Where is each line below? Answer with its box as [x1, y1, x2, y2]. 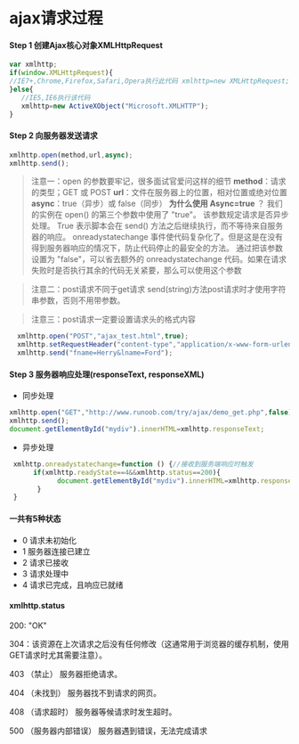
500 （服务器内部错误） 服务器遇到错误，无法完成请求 [9, 725, 207, 736]
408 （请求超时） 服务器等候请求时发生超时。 [9, 706, 177, 717]
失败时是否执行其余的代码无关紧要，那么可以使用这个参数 [30, 265, 242, 276]
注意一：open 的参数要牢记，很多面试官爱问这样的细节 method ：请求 [30, 176, 287, 187]
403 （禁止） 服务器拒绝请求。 [9, 668, 123, 679]
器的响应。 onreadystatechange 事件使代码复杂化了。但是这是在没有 [30, 232, 283, 242]
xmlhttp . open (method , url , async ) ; [9, 151, 133, 159]
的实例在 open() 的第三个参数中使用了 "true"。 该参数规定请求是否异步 [30, 209, 289, 220]
